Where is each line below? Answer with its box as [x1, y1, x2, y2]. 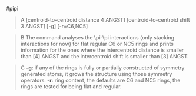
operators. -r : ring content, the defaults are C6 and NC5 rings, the [20, 77, 181, 84]
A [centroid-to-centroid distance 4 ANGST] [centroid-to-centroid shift [20, 16, 190, 23]
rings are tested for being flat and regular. [20, 83, 122, 90]
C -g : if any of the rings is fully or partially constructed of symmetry [20, 64, 185, 71]
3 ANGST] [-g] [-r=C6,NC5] [20, 23, 88, 29]
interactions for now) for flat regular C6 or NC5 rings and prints [20, 41, 174, 47]
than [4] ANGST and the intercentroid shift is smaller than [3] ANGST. [20, 53, 190, 59]
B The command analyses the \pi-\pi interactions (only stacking [20, 34, 175, 41]
